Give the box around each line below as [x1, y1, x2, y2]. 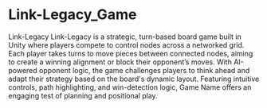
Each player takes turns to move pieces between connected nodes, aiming [8, 48, 253, 58]
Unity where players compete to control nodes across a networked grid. [8, 40, 245, 49]
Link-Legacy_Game [8, 6, 137, 24]
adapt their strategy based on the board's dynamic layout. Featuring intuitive [8, 74, 260, 83]
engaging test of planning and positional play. [8, 91, 158, 100]
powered [8, 65, 37, 75]
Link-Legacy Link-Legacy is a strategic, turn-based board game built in [8, 32, 241, 41]
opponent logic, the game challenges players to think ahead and [38, 65, 250, 75]
